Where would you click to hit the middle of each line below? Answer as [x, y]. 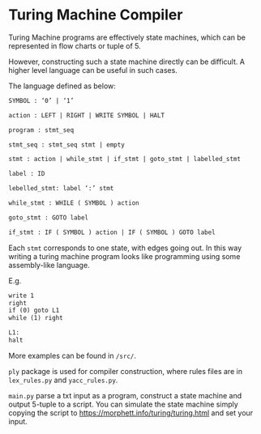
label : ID [27, 174]
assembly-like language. [49, 265]
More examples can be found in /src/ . [72, 355]
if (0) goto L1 [34, 311]
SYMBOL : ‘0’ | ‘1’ [41, 100]
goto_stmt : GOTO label [49, 217]
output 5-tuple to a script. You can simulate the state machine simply [124, 404]
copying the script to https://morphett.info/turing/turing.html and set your [131, 413]
